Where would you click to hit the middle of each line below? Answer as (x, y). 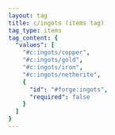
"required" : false (59, 97)
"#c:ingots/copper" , (56, 52)
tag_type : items (35, 30)
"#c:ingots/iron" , (53, 67)
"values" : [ (35, 45)
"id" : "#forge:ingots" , (69, 89)
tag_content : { (33, 38)
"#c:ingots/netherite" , (62, 75)
